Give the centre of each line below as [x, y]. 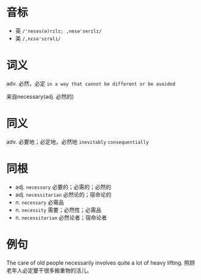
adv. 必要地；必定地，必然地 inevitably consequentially [78, 142]
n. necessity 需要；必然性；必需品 [58, 210]
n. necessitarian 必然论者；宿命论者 [61, 218]
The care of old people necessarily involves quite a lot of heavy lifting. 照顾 [101, 263]
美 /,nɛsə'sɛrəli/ [38, 38]
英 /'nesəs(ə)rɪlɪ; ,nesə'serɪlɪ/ [58, 31]
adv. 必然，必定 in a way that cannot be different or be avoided [91, 83]
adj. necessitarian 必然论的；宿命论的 [63, 194]
